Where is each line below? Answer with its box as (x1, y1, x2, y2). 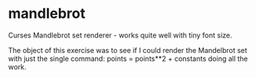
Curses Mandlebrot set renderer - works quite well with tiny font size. (8, 30, 233, 40)
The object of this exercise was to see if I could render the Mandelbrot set (8, 45, 247, 55)
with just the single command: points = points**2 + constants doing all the (8, 54, 249, 63)
